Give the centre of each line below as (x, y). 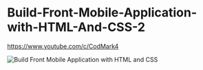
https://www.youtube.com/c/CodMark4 (63, 46)
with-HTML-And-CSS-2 (76, 27)
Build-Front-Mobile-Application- (102, 13)
